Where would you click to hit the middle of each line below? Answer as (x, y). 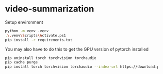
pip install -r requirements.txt (39, 40)
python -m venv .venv (27, 31)
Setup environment (24, 22)
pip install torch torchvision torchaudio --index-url (62, 67)
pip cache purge (21, 62)
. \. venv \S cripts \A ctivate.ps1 (36, 35)
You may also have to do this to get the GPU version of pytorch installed (77, 49)
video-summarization (50, 9)
